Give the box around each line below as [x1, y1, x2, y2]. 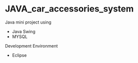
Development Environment [5, 43, 58, 49]
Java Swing [12, 28, 35, 34]
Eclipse [12, 52, 27, 58]
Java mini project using [5, 19, 52, 25]
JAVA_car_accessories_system [5, 3, 134, 14]
